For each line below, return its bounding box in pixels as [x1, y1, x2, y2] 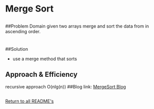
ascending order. [5, 28, 41, 34]
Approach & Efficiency [5, 70, 78, 79]
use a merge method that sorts [12, 56, 78, 62]
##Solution [5, 46, 28, 52]
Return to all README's [5, 98, 54, 104]
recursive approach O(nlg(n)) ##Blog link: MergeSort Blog [5, 83, 126, 89]
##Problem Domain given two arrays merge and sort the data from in [5, 23, 149, 29]
